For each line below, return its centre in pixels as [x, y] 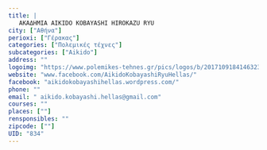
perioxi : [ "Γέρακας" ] [44, 38]
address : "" [28, 60]
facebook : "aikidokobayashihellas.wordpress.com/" [94, 82]
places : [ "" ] [30, 112]
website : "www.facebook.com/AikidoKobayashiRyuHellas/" [103, 75]
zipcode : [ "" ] [32, 126]
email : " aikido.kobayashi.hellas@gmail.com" [85, 97]
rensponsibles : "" [39, 119]
